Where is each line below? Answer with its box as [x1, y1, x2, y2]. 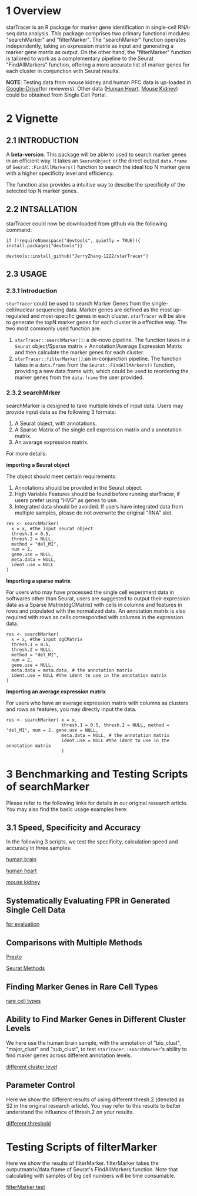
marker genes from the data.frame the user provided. [14, 374, 144, 381]
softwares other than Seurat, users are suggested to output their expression [6, 594, 190, 602]
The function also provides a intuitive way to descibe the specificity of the [6, 181, 185, 188]
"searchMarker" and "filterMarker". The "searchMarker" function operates [6, 36, 186, 43]
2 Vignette [6, 112, 59, 125]
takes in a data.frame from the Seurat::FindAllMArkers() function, [14, 361, 176, 368]
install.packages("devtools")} [6, 242, 83, 248]
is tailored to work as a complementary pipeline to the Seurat [6, 55, 154, 62]
